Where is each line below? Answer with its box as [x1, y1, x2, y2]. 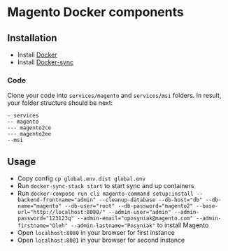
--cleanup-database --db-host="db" [99, 196, 203, 203]
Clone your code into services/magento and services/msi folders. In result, [7, 92, 222, 100]
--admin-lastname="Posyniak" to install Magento [71, 221, 209, 229]
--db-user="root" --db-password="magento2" [64, 203, 194, 210]
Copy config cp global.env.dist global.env [17, 174, 145, 182]
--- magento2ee [7, 131, 52, 138]
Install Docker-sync [17, 58, 74, 66]
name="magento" [17, 203, 62, 210]
